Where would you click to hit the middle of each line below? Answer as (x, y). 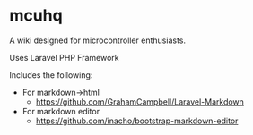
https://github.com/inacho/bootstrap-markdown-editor (137, 121)
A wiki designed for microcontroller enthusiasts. (98, 40)
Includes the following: (51, 75)
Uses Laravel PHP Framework (64, 57)
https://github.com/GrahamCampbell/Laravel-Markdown (140, 101)
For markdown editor (61, 111)
